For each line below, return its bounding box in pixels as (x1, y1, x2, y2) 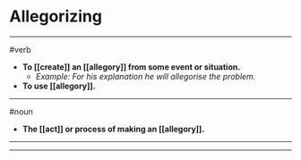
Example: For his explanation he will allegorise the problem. (35, 71, 256, 81)
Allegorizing (9, 6, 103, 27)
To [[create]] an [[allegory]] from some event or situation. (21, 61, 241, 72)
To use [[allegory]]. (21, 80, 96, 91)
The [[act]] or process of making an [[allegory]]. (21, 123, 205, 134)
